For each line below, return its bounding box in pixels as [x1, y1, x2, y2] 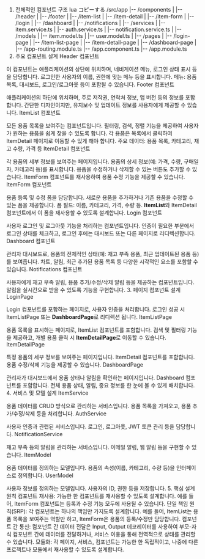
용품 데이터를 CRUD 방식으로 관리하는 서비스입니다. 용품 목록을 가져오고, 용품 [6, 403, 192, 409]
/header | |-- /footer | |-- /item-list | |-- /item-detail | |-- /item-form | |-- [15, 13, 195, 20]
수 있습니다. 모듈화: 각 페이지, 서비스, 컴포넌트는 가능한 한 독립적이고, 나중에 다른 [6, 538, 199, 546]
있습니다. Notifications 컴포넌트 [6, 266, 83, 272]
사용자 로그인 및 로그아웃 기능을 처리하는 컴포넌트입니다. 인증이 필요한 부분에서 [6, 222, 195, 229]
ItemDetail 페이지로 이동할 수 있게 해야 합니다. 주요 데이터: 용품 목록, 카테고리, [6, 137, 193, 144]
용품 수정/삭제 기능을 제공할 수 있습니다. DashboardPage [6, 361, 144, 368]
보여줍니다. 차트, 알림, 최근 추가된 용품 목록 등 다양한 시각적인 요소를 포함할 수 [12, 258, 199, 265]
